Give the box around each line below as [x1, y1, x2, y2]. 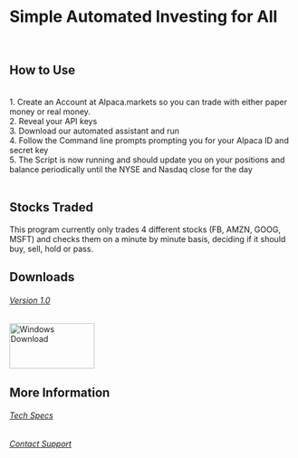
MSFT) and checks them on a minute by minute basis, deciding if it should [9, 233, 286, 244]
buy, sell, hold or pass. [9, 243, 93, 254]
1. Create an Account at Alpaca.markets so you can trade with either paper [9, 96, 288, 107]
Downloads [9, 269, 75, 285]
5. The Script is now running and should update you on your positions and [9, 154, 285, 165]
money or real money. [9, 106, 91, 117]
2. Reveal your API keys [9, 115, 98, 126]
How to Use [9, 63, 76, 78]
